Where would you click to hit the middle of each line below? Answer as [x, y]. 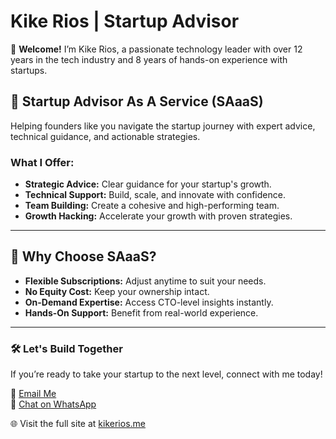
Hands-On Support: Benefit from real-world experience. [141, 312]
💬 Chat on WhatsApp [53, 404]
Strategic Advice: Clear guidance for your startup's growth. [148, 184]
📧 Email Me [33, 394]
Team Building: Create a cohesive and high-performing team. [152, 206]
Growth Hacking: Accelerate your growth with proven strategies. [158, 216]
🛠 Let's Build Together [66, 348]
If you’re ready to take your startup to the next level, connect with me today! [166, 374]
